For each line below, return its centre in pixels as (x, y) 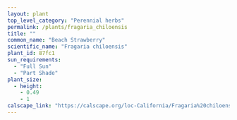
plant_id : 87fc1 (31, 54)
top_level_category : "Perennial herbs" (66, 20)
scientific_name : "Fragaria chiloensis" (68, 47)
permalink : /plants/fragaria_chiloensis (68, 27)
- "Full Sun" (33, 66)
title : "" (22, 34)
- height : (28, 86)
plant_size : (25, 79)
